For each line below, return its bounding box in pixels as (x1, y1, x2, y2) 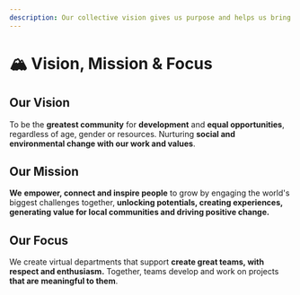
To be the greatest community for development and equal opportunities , (9, 118, 285, 130)
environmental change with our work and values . (9, 138, 196, 149)
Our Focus (9, 232, 69, 247)
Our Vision (9, 95, 70, 110)
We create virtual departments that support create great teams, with (9, 256, 265, 267)
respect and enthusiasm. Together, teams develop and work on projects (9, 266, 279, 277)
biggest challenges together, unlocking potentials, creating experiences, (9, 197, 283, 208)
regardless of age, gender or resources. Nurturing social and (9, 128, 236, 139)
